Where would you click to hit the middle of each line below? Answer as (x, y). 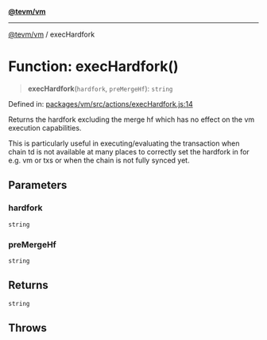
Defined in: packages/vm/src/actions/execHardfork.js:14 (101, 104)
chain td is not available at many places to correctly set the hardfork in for (129, 151)
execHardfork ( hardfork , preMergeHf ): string (100, 88)
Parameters (38, 185)
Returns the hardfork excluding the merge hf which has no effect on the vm (132, 119)
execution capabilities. (45, 127)
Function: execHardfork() (93, 66)
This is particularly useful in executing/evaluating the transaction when (124, 143)
